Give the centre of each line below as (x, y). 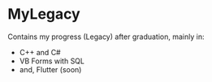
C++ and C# (40, 52)
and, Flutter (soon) (50, 69)
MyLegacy (44, 14)
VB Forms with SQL (52, 61)
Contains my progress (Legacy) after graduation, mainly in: (106, 37)
